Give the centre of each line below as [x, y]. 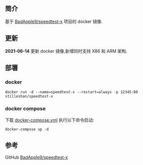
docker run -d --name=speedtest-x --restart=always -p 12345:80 [71, 92]
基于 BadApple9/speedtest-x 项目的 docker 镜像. [54, 21]
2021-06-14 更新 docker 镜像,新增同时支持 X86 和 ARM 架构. [66, 51]
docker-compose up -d [27, 129]
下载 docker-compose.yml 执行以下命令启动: [50, 120]
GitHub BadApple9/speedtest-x [36, 157]
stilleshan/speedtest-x [29, 97]
